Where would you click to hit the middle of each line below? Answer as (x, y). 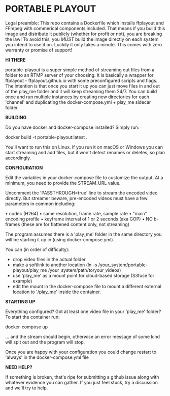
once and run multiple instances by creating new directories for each (77, 97)
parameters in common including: (40, 204)
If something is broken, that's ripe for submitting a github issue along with (82, 377)
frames (13, 224)
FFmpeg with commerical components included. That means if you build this (85, 28)
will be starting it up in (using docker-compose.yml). (60, 239)
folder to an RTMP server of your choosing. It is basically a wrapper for (79, 75)
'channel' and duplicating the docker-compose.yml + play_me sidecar (78, 102)
